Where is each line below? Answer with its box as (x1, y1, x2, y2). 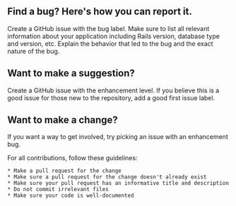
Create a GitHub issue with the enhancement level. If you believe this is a (7, 86, 220, 95)
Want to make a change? (7, 114, 118, 126)
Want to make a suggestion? (7, 67, 136, 80)
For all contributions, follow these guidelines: (7, 154, 138, 162)
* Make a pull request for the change (7, 167, 122, 175)
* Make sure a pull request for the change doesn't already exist (7, 174, 207, 181)
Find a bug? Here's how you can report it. (7, 6, 192, 18)
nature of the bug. (7, 47, 60, 55)
